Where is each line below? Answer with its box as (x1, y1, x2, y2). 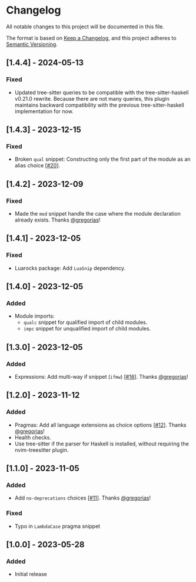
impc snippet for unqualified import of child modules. (23, 325, 151, 332)
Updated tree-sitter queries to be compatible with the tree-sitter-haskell (14, 89, 189, 96)
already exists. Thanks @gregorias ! (14, 216, 101, 223)
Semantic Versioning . (6, 41, 58, 48)
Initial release (14, 571, 47, 578)
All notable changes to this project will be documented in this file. (6, 23, 165, 30)
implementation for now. (14, 107, 74, 115)
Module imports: (14, 313, 55, 320)
